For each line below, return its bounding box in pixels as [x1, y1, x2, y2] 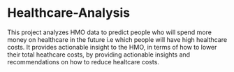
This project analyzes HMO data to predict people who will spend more [7, 28, 212, 36]
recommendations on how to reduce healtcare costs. [7, 57, 159, 66]
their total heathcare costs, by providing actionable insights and [7, 50, 191, 59]
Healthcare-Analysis [7, 5, 131, 21]
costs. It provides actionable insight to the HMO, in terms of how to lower [7, 43, 217, 51]
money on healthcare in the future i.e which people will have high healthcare [7, 35, 228, 43]
